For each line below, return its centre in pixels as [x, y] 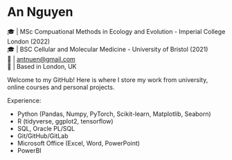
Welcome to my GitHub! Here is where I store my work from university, [108, 79]
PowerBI [29, 150]
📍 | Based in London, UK [42, 66]
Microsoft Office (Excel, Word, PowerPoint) [79, 143]
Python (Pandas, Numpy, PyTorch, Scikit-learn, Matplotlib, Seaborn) [114, 114]
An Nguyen [40, 12]
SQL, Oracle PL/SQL [46, 128]
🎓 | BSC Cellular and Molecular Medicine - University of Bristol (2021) [108, 49]
